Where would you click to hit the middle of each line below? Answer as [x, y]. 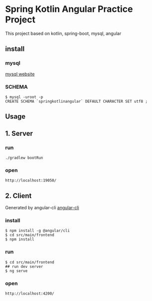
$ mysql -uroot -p [24, 97]
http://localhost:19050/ [31, 181]
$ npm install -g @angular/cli [38, 231]
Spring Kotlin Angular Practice [69, 9]
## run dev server [24, 266]
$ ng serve [16, 271]
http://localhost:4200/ [30, 294]
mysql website [20, 74]
